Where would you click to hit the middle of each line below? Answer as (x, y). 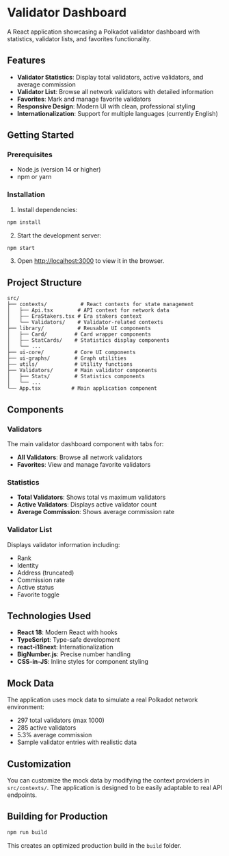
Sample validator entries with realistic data (77, 742)
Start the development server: (59, 235)
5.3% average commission (54, 735)
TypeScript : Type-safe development (68, 640)
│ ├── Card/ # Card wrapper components (79, 334)
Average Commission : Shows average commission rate (96, 512)
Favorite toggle (38, 594)
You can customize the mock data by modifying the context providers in (108, 780)
